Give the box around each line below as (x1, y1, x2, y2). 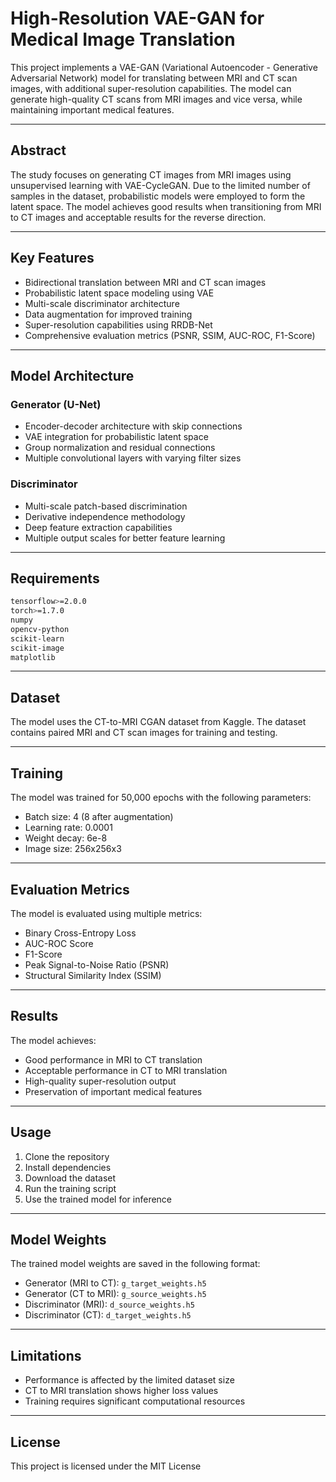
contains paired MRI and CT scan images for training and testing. (10, 727, 278, 739)
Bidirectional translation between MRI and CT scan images (24, 276, 267, 288)
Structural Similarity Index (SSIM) (24, 969, 162, 981)
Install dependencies (24, 1161, 112, 1173)
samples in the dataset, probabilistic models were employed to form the (10, 190, 306, 202)
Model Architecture (10, 367, 135, 384)
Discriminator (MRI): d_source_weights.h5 (24, 1298, 195, 1311)
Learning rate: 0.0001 (24, 822, 113, 834)
